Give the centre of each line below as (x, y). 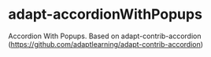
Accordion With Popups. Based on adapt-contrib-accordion (105, 36)
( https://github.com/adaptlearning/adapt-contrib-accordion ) (105, 44)
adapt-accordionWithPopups (105, 14)
